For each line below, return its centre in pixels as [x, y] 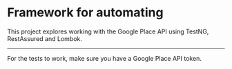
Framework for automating [85, 13]
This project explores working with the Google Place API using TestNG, [108, 31]
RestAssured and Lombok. [45, 38]
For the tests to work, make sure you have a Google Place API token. [105, 58]
